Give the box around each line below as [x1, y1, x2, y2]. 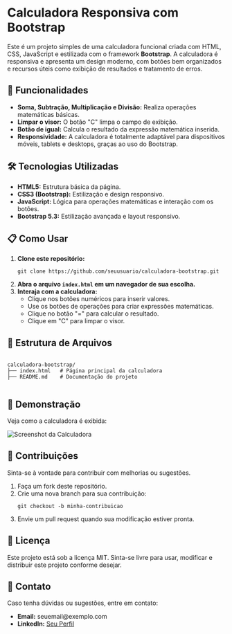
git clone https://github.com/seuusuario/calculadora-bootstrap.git [17, 268, 220, 275]
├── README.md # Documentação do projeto [7, 374, 138, 381]
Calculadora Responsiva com [7, 5, 179, 21]
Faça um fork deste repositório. [17, 482, 107, 490]
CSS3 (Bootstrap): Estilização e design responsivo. [17, 190, 165, 198]
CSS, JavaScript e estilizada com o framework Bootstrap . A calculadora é [7, 50, 218, 58]
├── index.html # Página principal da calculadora [7, 368, 163, 374]
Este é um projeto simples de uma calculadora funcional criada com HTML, [7, 42, 222, 51]
